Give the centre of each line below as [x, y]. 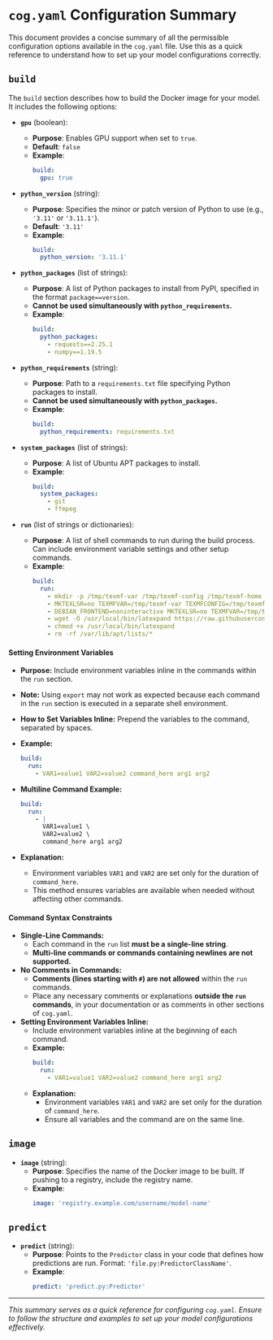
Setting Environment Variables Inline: [84, 1022]
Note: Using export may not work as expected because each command [140, 695]
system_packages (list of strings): [74, 447]
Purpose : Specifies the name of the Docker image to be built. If [139, 1171]
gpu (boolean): [44, 122]
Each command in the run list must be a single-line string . [130, 944]
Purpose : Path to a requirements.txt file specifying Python [131, 383]
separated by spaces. [56, 728]
